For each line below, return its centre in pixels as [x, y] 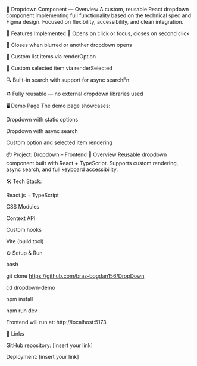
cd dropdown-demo [31, 287]
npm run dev [22, 311]
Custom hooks [24, 230]
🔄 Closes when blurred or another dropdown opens [69, 45]
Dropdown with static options [42, 120]
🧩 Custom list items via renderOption [51, 56]
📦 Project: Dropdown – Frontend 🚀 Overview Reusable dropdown [87, 154]
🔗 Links [15, 334]
